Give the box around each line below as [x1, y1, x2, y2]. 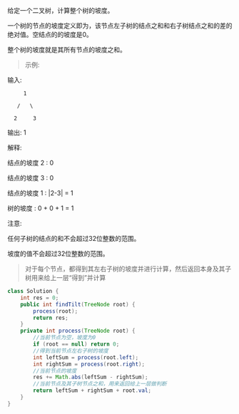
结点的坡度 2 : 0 [7, 159, 54, 167]
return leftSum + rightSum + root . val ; [33, 387, 152, 394]
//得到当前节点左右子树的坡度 [33, 347, 109, 354]
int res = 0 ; [20, 294, 59, 301]
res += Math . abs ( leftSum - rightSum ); [33, 373, 148, 381]
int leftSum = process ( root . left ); [33, 353, 139, 361]
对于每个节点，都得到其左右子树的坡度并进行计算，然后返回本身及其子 [24, 264, 232, 273]
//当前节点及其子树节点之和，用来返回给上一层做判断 [33, 381, 167, 388]
